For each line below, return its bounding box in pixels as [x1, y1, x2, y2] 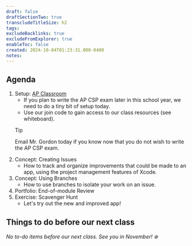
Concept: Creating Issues [14, 156, 77, 163]
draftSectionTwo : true [6, 14, 62, 20]
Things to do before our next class [6, 217, 135, 227]
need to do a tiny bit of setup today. [23, 103, 110, 110]
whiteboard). [23, 115, 55, 122]
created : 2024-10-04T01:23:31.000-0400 [6, 47, 105, 53]
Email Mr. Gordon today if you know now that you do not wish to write [14, 138, 184, 145]
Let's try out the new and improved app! [23, 200, 121, 207]
